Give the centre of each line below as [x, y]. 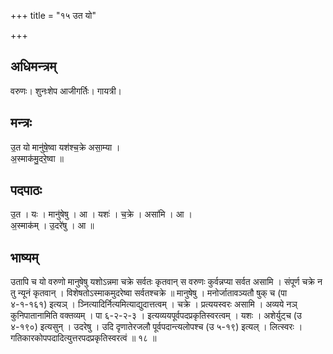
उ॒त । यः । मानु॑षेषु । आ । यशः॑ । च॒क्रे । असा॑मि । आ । [101, 214]
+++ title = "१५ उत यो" [53, 15]
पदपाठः [26, 190]
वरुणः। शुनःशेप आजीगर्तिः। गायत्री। [66, 91]
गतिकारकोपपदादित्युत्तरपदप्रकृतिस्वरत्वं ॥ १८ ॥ [83, 338]
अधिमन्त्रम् [33, 66]
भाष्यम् [24, 257]
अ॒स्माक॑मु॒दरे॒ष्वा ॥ [37, 158]
